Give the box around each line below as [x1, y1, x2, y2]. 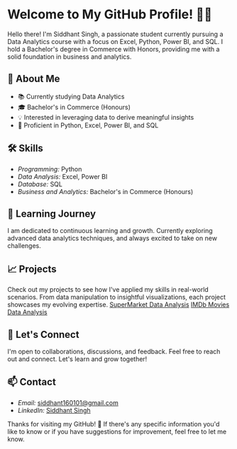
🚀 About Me [7, 73, 60, 85]
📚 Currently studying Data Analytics [17, 92, 125, 101]
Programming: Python [17, 164, 82, 173]
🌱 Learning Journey [7, 208, 97, 220]
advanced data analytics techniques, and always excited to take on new [7, 234, 218, 243]
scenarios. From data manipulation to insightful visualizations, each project [7, 293, 226, 302]
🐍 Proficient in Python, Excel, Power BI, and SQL [17, 120, 159, 130]
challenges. [7, 241, 41, 250]
